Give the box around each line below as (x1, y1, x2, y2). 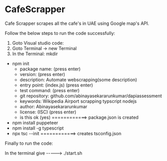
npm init (12, 60, 30, 66)
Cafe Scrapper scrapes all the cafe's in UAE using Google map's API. (5, 20, 150, 26)
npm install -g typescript (12, 125, 64, 131)
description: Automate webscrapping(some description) (19, 76, 137, 83)
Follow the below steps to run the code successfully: (5, 30, 116, 36)
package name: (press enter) (19, 66, 81, 72)
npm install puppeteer (12, 119, 59, 126)
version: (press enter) (19, 71, 66, 77)
